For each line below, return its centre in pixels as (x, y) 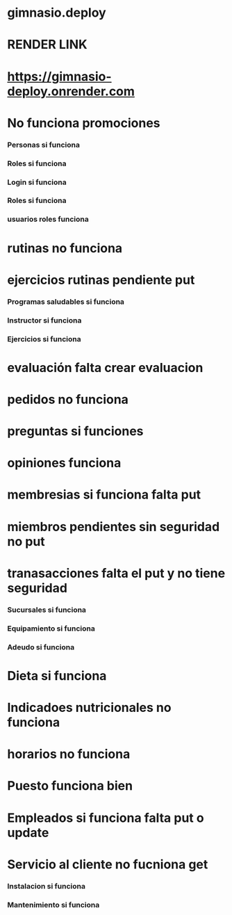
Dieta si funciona (57, 675)
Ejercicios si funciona (44, 339)
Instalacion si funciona (46, 886)
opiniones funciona (64, 463)
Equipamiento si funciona (51, 629)
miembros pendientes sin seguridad (114, 527)
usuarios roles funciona (48, 219)
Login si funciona (37, 182)
